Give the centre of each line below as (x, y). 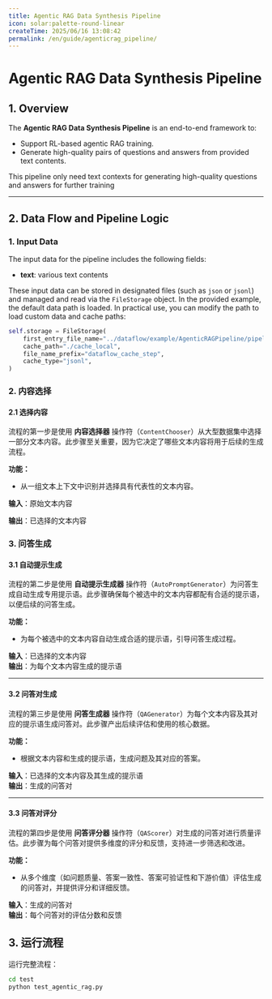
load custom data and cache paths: (67, 316)
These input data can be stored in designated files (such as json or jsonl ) (132, 290)
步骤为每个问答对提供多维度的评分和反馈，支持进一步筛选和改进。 (139, 843)
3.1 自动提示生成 (35, 564)
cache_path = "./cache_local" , (72, 346)
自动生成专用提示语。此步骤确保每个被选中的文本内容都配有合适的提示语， (139, 594)
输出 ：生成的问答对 (40, 785)
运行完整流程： (33, 964)
